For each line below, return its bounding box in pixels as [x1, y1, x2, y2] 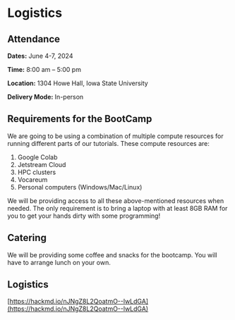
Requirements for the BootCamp [7, 113, 152, 125]
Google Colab [17, 153, 58, 161]
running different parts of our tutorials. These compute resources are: [7, 139, 210, 147]
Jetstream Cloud [17, 160, 66, 168]
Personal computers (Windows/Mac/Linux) [17, 183, 143, 191]
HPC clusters [17, 168, 56, 176]
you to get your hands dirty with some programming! [7, 211, 161, 220]
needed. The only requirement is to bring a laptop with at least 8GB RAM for [7, 204, 228, 212]
